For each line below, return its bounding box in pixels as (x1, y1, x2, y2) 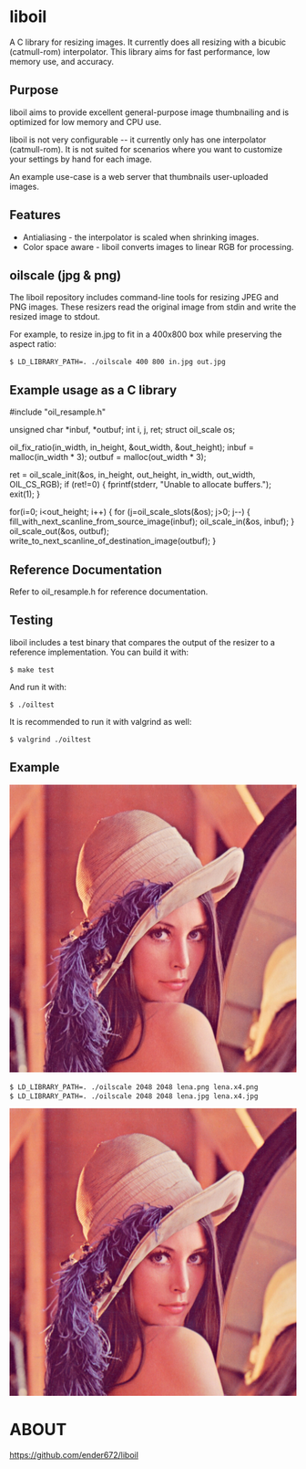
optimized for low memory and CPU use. (9, 116, 162, 127)
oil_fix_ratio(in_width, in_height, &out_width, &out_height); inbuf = (9, 442, 255, 453)
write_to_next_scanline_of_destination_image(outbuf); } (9, 536, 217, 547)
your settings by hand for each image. (9, 153, 152, 164)
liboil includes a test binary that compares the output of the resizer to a (9, 636, 276, 647)
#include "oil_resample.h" (9, 406, 107, 417)
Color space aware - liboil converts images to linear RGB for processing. (22, 241, 294, 252)
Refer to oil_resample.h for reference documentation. (9, 586, 209, 597)
